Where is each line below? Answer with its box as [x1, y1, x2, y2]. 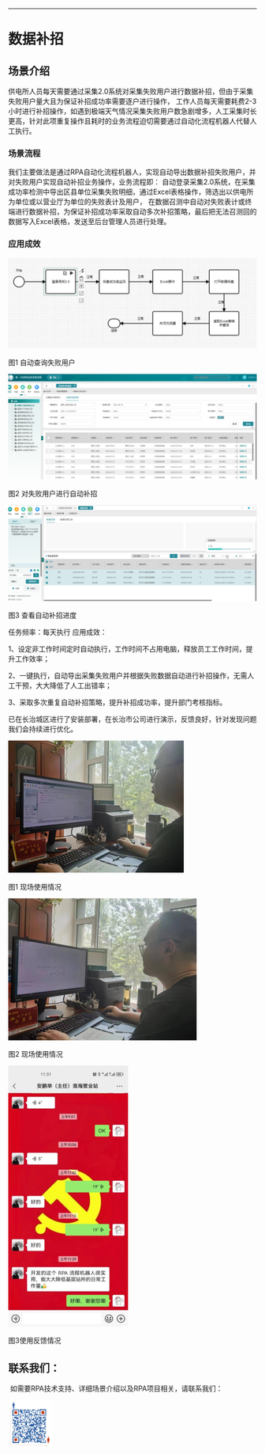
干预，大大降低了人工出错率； [14, 681, 112, 690]
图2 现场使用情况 [8, 1050, 63, 1059]
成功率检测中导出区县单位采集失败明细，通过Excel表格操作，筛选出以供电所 [8, 187, 254, 197]
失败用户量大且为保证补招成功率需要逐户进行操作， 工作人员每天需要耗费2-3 [8, 97, 257, 106]
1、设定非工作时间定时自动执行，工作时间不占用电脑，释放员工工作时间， [8, 644, 246, 654]
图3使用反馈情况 [8, 1336, 62, 1346]
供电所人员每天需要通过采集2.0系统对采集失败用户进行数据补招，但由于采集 [8, 87, 254, 97]
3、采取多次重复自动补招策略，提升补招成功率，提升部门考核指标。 [8, 697, 227, 708]
